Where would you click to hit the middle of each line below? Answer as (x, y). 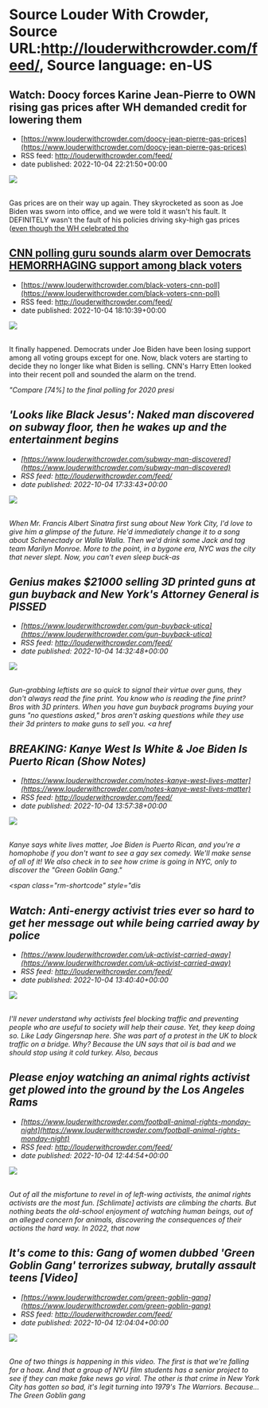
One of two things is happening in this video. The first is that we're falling (129, 1361)
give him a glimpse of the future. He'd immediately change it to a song (125, 532)
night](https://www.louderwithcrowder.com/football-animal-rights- (130, 1130)
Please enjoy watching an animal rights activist (130, 1077)
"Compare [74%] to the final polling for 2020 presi (91, 390)
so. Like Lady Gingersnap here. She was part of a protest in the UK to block (133, 1036)
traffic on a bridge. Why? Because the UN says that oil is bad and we (123, 1044)
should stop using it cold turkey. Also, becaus (84, 1053)
